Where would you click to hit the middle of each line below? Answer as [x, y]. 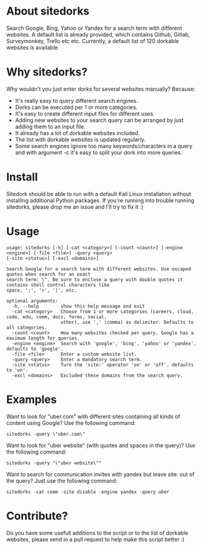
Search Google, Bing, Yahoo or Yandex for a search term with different [94, 28]
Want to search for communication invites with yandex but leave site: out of [100, 474]
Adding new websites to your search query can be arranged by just [99, 120]
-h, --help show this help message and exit [79, 306]
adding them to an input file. [50, 127]
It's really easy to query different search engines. [76, 100]
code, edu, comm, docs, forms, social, [57, 317]
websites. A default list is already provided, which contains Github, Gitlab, [98, 34]
